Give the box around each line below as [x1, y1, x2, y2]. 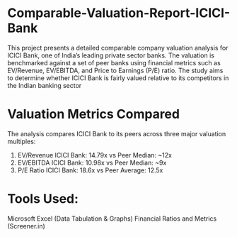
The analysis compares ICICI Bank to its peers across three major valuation [7, 129, 226, 138]
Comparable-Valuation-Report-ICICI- [7, 5, 231, 21]
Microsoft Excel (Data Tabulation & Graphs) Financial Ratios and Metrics [7, 214, 217, 223]
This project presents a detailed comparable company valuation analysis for [7, 43, 229, 52]
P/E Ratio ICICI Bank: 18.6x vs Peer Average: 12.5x [17, 165, 163, 175]
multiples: [7, 137, 36, 145]
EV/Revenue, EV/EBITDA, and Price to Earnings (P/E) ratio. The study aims [7, 66, 224, 75]
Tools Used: [7, 191, 79, 207]
